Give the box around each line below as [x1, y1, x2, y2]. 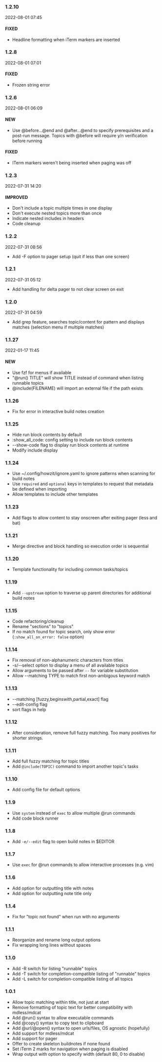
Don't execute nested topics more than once [12, 210, 102, 216]
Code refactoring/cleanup [12, 618, 64, 624]
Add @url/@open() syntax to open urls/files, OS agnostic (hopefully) [12, 1025, 150, 1031]
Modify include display [12, 447, 58, 453]
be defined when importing [12, 486, 67, 492]
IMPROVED [5, 194, 28, 200]
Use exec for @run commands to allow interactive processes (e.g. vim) [12, 862, 154, 868]
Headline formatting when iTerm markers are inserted [12, 37, 121, 43]
